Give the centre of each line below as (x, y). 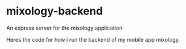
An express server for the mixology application (64, 28)
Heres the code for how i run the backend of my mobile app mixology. (93, 39)
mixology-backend (55, 11)
